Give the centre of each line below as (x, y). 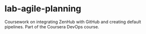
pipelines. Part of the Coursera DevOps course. (52, 26)
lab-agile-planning (43, 9)
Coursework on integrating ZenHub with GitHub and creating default (73, 22)
